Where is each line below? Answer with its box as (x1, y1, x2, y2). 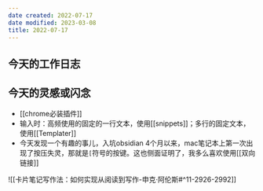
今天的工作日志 (8, 57, 81, 71)
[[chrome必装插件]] (19, 108, 82, 118)
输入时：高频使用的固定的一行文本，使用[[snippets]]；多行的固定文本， (19, 119, 250, 128)
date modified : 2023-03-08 (8, 19, 97, 27)
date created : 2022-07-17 (8, 11, 93, 20)
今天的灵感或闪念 (8, 86, 91, 100)
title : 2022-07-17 (8, 26, 68, 34)
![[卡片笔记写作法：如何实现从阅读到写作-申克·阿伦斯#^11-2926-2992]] (8, 174, 237, 184)
